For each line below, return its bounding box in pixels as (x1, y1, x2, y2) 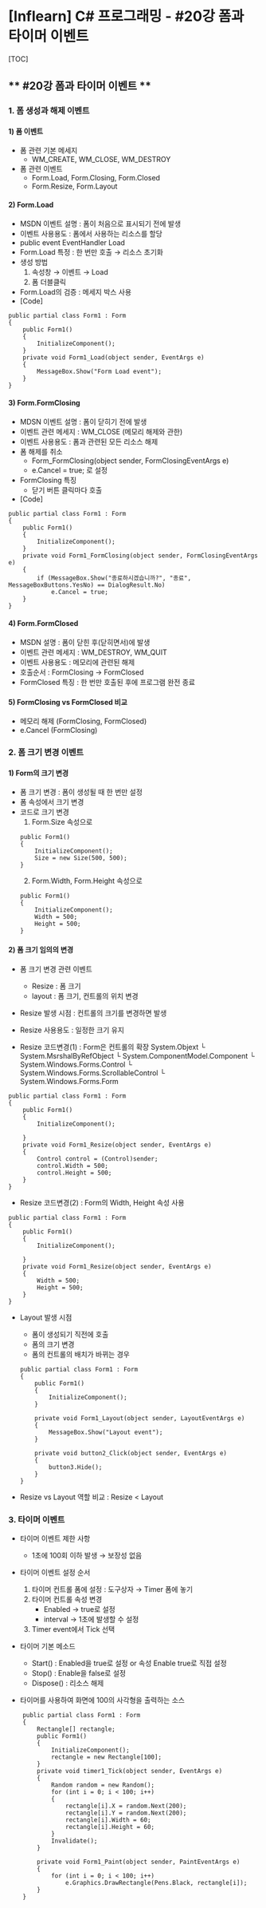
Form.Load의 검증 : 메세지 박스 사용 (19, 287, 132, 296)
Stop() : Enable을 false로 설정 (31, 1668, 126, 1677)
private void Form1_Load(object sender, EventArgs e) (22, 353, 205, 362)
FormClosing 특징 (19, 475, 77, 485)
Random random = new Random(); (50, 1781, 155, 1789)
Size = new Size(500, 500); (34, 854, 127, 862)
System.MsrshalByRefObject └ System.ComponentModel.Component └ (19, 1051, 255, 1060)
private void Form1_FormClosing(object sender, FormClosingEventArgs (22, 552, 259, 560)
